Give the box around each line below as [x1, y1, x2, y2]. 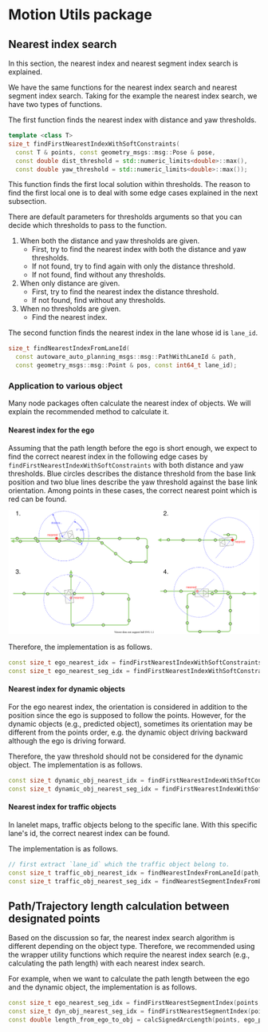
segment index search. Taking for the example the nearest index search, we [8, 91, 258, 101]
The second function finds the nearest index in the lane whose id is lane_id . [8, 328, 258, 337]
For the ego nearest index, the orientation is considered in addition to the [8, 702, 248, 711]
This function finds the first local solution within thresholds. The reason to [8, 180, 251, 189]
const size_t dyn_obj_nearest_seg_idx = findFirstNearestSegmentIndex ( [8, 1007, 251, 1016]
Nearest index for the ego [8, 425, 95, 435]
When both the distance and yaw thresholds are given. [19, 236, 200, 245]
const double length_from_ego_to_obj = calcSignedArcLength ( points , [8, 1016, 241, 1024]
